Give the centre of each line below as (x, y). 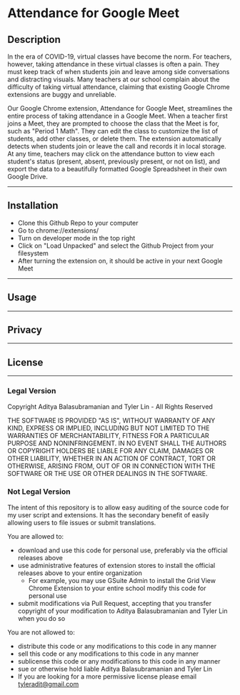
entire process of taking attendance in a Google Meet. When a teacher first (117, 116)
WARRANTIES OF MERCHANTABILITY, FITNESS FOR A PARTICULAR (108, 435)
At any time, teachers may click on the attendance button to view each (111, 154)
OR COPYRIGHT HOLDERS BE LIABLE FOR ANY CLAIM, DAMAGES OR (111, 450)
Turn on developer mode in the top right (76, 238)
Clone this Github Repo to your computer (78, 223)
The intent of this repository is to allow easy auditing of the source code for (118, 507)
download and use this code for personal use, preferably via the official (122, 550)
